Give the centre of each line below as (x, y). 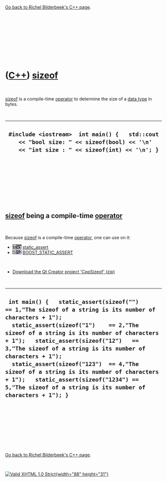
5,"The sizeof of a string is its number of (75, 387)
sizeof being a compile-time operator (64, 216)
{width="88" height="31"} (82, 474)
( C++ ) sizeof (32, 75)
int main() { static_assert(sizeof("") (74, 302)
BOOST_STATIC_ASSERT (48, 252)
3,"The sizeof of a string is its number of (75, 348)
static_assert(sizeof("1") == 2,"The (75, 325)
